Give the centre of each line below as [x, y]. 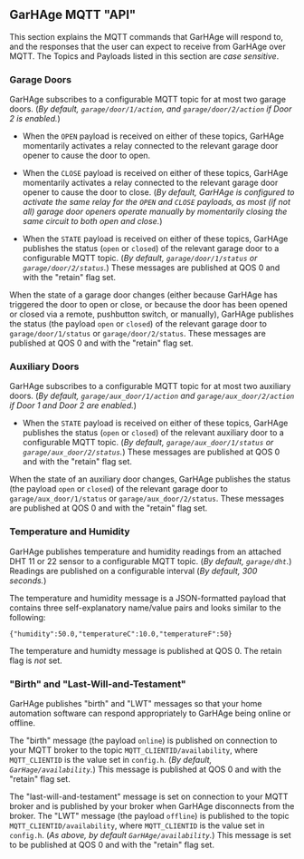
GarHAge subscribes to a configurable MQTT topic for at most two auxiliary [150, 386]
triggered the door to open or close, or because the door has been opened [148, 305]
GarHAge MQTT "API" [73, 15]
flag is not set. [36, 660]
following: [28, 617]
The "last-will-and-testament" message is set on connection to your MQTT [149, 796]
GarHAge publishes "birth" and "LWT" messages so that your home [136, 703]
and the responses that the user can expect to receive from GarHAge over [148, 46]
